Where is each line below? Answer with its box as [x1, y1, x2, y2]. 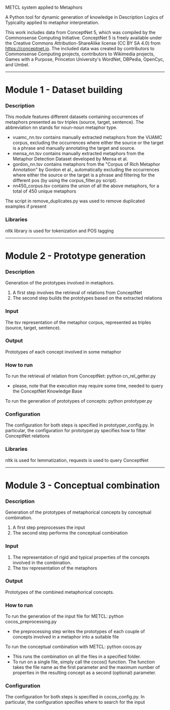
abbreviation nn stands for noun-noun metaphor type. [5, 124, 118, 131]
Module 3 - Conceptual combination [5, 479, 160, 491]
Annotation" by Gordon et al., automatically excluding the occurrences [12, 167, 159, 173]
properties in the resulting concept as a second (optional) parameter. [12, 669, 156, 676]
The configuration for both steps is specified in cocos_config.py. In [5, 694, 145, 700]
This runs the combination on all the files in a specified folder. [12, 654, 141, 660]
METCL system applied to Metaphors [5, 5, 82, 10]
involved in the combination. [12, 559, 72, 565]
